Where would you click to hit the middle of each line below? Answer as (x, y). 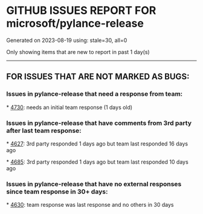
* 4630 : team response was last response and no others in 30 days (90, 205)
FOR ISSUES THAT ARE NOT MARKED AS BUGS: (98, 77)
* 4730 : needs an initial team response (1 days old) (69, 107)
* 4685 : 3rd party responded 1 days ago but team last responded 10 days (97, 162)
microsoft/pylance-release (75, 23)
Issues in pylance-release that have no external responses (94, 184)
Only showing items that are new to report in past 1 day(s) (78, 52)
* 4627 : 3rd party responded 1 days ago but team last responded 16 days (97, 144)
